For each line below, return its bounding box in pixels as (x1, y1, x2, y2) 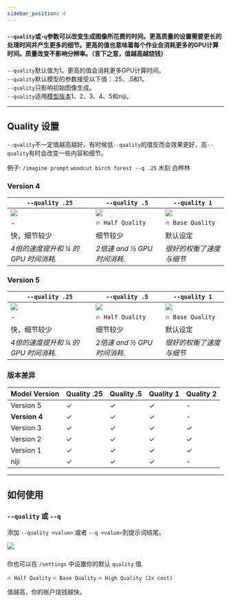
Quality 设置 (7, 121, 60, 132)
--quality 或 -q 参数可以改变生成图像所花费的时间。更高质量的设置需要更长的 (7, 32, 222, 41)
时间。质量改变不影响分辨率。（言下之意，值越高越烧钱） (7, 50, 167, 58)
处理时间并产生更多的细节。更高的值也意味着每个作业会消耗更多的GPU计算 (7, 41, 219, 49)
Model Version (10, 389, 60, 399)
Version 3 (10, 423, 42, 432)
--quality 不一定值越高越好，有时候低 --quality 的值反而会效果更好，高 (7, 140, 208, 148)
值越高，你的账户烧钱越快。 (7, 588, 86, 596)
